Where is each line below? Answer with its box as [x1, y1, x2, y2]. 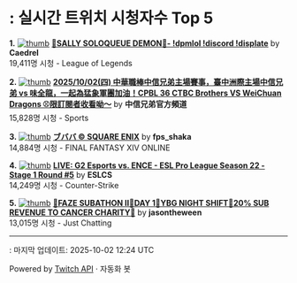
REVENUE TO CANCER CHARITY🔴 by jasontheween [9, 207, 202, 218]
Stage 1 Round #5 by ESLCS [9, 169, 113, 180]
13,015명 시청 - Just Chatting [9, 218, 112, 228]
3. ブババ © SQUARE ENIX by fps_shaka [9, 131, 192, 141]
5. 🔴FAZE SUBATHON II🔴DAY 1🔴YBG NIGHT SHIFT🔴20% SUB [9, 197, 270, 208]
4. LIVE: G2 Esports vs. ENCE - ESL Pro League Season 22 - [9, 160, 265, 171]
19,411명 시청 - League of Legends [9, 57, 133, 68]
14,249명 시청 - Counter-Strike [9, 180, 119, 190]
